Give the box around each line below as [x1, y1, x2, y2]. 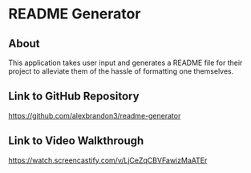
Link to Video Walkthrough [8, 134, 144, 148]
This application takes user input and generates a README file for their [8, 58, 243, 67]
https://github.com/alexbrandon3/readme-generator [8, 111, 181, 120]
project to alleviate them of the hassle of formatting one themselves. [8, 66, 234, 76]
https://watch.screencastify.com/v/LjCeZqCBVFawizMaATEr [8, 155, 208, 165]
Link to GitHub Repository [8, 90, 140, 103]
